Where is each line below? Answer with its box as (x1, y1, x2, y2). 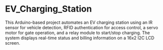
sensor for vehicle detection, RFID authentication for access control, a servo (5, 24, 159, 30)
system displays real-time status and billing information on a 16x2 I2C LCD (5, 35, 155, 41)
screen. (5, 40, 20, 46)
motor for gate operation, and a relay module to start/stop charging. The (5, 30, 150, 35)
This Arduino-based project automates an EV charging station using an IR (5, 19, 153, 25)
